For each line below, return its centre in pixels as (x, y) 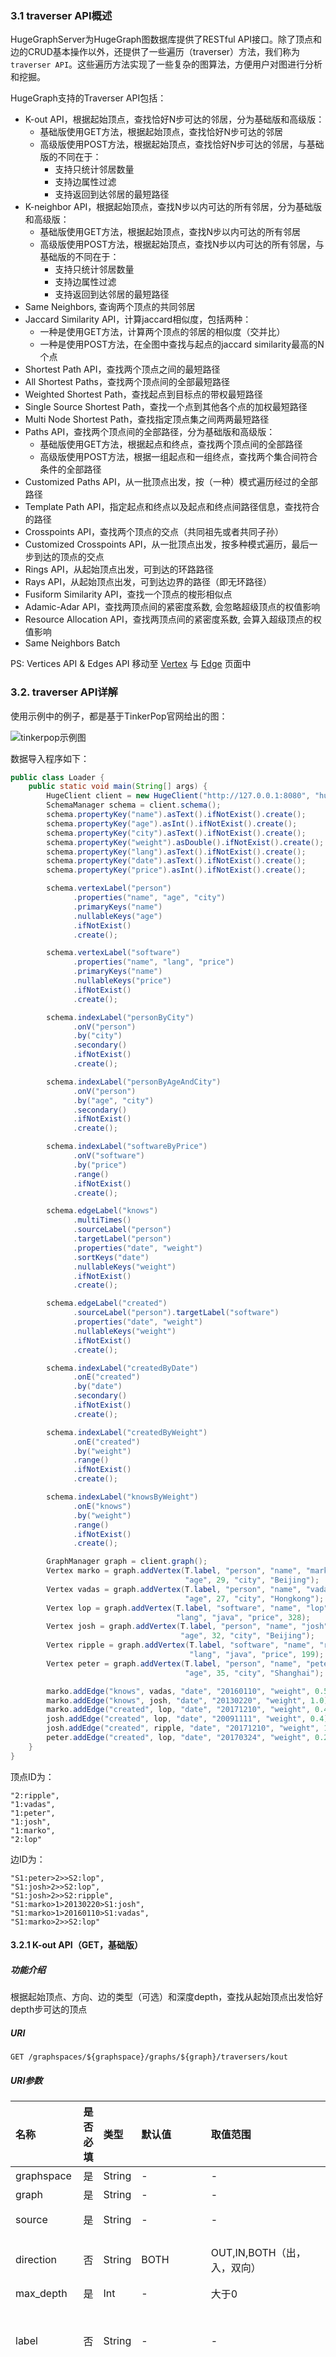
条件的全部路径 (70, 469)
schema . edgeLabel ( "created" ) (107, 1303)
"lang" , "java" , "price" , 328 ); (243, 1617)
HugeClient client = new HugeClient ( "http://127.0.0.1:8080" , (178, 796)
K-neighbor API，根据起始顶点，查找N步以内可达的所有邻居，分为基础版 (173, 207)
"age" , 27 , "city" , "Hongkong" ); (254, 1598)
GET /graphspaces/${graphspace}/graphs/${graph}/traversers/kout (149, 2057)
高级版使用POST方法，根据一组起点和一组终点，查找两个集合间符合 (178, 457)
